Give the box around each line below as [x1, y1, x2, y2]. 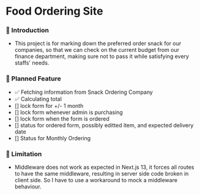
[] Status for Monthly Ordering [14, 134, 91, 141]
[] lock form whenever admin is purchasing [14, 108, 123, 116]
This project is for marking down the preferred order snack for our [14, 40, 182, 47]
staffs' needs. [14, 59, 50, 66]
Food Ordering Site [6, 4, 103, 18]
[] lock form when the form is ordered [14, 115, 109, 122]
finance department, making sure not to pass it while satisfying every [14, 53, 189, 60]
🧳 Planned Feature [6, 74, 62, 83]
